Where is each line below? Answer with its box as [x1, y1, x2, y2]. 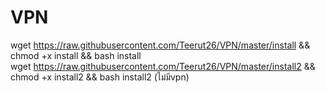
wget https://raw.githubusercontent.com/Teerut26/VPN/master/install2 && [10, 60, 316, 72]
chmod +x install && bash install [10, 49, 142, 61]
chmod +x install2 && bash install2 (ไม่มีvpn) [10, 71, 190, 83]
